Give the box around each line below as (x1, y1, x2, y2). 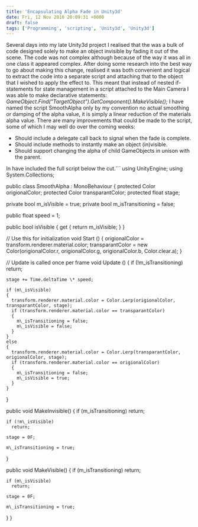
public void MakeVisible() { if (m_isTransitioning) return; (6, 467, 141, 474)
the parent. (14, 153, 42, 160)
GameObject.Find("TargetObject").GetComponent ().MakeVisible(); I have (6, 98, 184, 105)
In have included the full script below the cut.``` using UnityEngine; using (6, 165, 183, 172)
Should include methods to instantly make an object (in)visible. (14, 141, 168, 148)
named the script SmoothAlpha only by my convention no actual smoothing (6, 104, 189, 111)
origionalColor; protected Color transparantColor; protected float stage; (6, 189, 180, 196)
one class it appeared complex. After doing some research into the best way (6, 60, 192, 68)
